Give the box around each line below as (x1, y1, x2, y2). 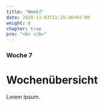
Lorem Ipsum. (6, 93, 41, 100)
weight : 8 (6, 20, 31, 26)
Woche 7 (6, 51, 33, 60)
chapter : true (6, 25, 42, 32)
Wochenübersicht (6, 73, 98, 87)
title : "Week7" (6, 8, 44, 15)
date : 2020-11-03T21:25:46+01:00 (6, 14, 90, 20)
